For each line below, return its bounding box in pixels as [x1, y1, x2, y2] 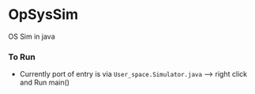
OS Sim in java [8, 32, 55, 41]
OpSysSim [8, 6, 79, 24]
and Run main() [19, 77, 69, 88]
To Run [8, 51, 36, 62]
